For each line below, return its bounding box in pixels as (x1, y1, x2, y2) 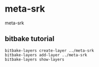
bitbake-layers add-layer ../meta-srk (5, 52, 87, 57)
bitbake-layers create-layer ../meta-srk (5, 48, 94, 53)
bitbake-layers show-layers (5, 57, 65, 62)
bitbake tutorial (5, 35, 55, 43)
